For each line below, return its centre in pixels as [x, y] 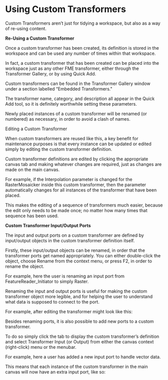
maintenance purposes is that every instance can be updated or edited [78, 144]
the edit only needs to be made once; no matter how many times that [76, 210]
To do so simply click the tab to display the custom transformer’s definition [82, 336]
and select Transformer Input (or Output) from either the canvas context [79, 342]
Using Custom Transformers [66, 9]
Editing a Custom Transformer [36, 129]
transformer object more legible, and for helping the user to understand [79, 296]
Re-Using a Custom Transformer [40, 38]
